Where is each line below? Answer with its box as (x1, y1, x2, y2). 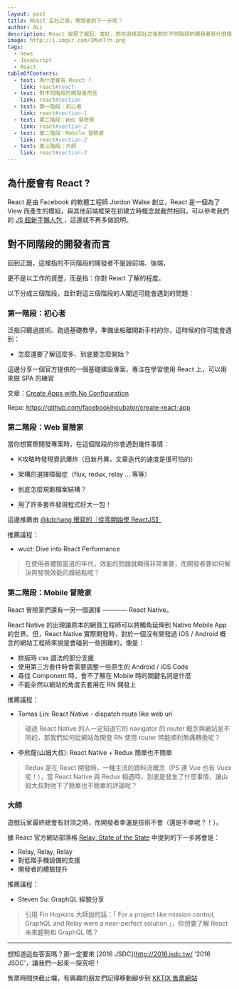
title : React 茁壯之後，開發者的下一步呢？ (7, 17, 123, 24)
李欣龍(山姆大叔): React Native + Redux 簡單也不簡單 (17, 748, 173, 756)
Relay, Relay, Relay (17, 847, 73, 856)
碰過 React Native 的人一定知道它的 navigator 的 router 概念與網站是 (24, 724, 224, 733)
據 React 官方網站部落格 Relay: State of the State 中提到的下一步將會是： (7, 833, 221, 842)
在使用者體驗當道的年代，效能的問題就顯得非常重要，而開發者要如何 (24, 559, 225, 568)
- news (14, 51, 33, 58)
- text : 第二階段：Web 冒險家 (14, 116, 95, 123)
